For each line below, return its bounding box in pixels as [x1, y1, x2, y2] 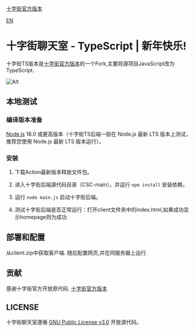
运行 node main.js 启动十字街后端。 [14, 194, 101, 201]
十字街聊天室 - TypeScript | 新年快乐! [6, 40, 187, 53]
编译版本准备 [6, 116, 43, 124]
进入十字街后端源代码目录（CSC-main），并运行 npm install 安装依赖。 [14, 181, 189, 188]
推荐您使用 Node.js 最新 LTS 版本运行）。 [6, 137, 104, 145]
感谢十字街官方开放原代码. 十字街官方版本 [6, 285, 107, 292]
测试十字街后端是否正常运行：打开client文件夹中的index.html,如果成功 [14, 206, 184, 213]
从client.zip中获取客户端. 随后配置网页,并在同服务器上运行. [6, 249, 148, 256]
